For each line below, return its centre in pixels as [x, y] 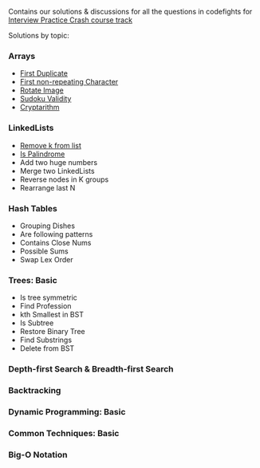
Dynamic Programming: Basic [67, 411]
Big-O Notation [38, 454]
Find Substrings [46, 340]
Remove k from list [51, 145]
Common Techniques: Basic [64, 433]
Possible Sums [44, 251]
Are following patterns [56, 234]
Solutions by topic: [39, 35]
